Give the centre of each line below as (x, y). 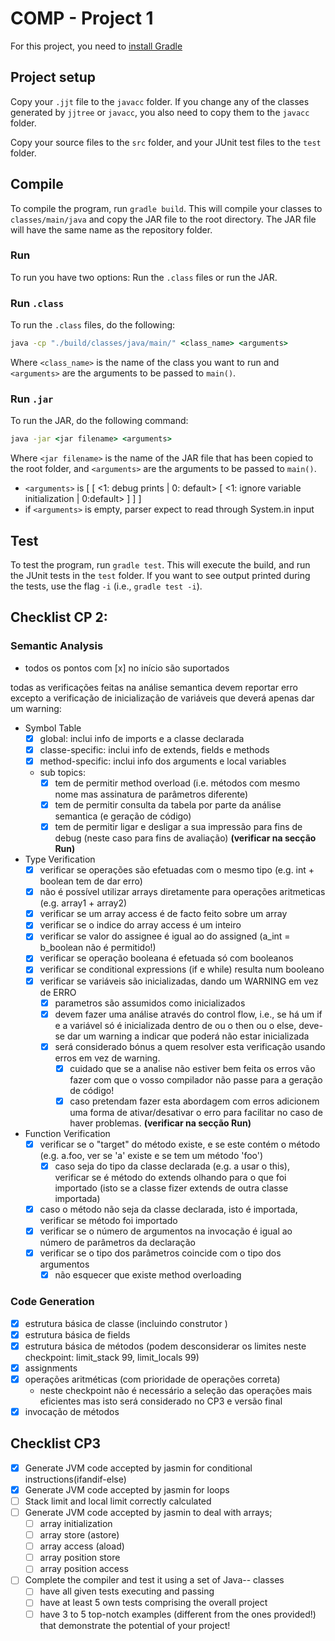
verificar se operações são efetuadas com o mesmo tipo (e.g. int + (177, 870)
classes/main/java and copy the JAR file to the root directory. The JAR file (163, 219)
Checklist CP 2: (59, 617)
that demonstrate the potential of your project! (135, 1625)
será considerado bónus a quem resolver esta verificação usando (190, 1046)
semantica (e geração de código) (123, 816)
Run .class (37, 303)
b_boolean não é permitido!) (98, 948)
